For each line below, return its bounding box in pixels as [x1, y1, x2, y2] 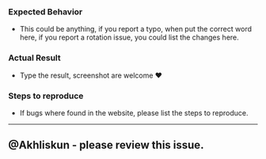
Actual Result [8, 52, 61, 63]
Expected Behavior [8, 6, 83, 17]
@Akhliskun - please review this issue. [8, 138, 204, 152]
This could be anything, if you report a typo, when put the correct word [19, 25, 252, 34]
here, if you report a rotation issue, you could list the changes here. [19, 32, 239, 42]
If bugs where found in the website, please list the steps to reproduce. [19, 108, 249, 117]
